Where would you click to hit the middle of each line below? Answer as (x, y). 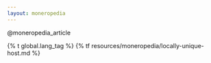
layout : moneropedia (37, 13)
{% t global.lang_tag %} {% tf (49, 45)
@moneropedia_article (39, 33)
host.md (19, 53)
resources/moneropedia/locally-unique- (148, 45)
